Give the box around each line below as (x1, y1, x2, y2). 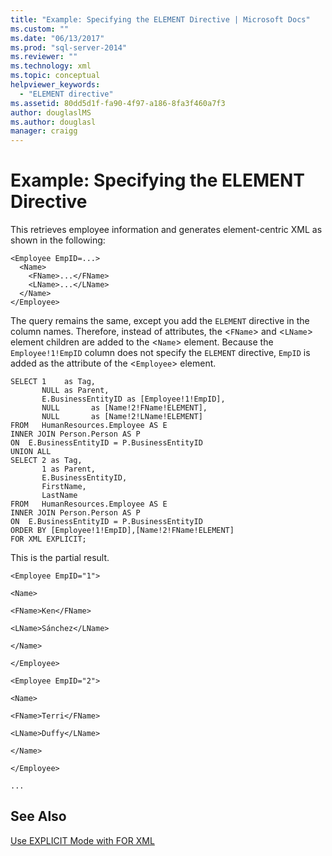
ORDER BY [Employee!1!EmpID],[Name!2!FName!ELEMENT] (10, 526, 235, 536)
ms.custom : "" (10, 24, 70, 34)
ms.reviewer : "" (10, 52, 78, 62)
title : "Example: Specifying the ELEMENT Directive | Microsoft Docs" (10, 14, 311, 25)
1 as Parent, (41, 464, 97, 475)
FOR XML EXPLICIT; (10, 534, 87, 545)
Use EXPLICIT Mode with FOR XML (10, 834, 155, 846)
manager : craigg (10, 126, 78, 136)
